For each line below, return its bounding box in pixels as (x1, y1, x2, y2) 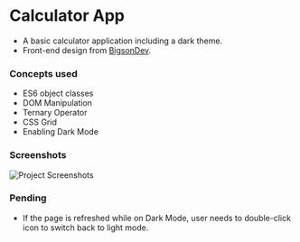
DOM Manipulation (22, 98, 93, 108)
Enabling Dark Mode (22, 126, 99, 137)
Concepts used (9, 67, 79, 79)
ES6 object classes (22, 88, 94, 99)
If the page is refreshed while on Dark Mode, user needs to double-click (22, 212, 292, 223)
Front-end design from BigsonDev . (22, 44, 152, 55)
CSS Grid (22, 116, 57, 127)
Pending (9, 191, 47, 204)
